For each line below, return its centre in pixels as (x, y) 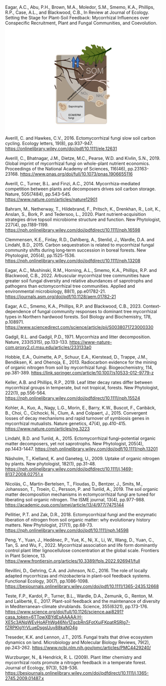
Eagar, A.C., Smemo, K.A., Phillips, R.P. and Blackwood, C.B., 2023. (74, 306)
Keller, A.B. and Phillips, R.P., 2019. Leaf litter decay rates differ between (79, 382)
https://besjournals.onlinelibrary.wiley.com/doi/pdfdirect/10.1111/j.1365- (77, 673)
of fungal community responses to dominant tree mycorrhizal (94, 312)
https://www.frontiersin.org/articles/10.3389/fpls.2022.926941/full (73, 561)
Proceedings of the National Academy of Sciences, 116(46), (66, 169)
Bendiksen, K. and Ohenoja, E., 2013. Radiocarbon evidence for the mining (81, 362)
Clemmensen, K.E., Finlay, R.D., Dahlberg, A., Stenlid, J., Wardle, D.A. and (80, 240)
